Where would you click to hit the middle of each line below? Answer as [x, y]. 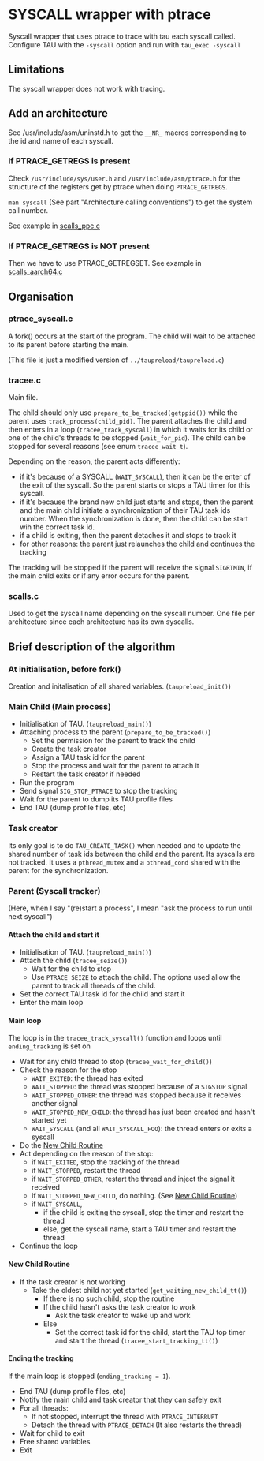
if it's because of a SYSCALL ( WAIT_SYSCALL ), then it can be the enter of [135, 477]
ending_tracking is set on [49, 1046]
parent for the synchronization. [58, 870]
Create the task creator [69, 749]
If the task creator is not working [73, 1282]
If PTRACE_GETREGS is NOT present [79, 246]
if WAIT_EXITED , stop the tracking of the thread [105, 1162]
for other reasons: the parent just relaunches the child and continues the [137, 544]
